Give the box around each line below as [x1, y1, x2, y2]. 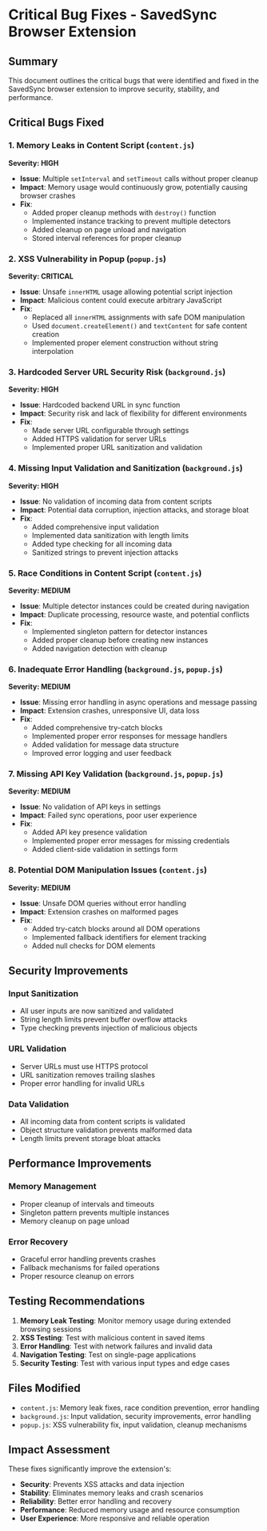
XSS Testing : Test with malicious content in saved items [19, 1332, 205, 1342]
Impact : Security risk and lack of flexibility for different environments [19, 408, 248, 418]
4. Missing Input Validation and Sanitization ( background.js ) [8, 463, 243, 474]
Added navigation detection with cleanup [31, 643, 168, 653]
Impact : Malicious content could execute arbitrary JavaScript [19, 295, 222, 305]
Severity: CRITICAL [8, 271, 74, 281]
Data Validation [8, 1099, 70, 1110]
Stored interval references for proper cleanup [31, 233, 181, 243]
